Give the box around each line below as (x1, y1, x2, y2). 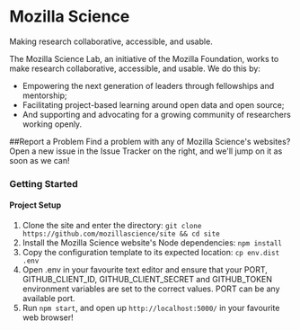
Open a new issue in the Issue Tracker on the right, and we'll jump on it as (9, 146, 283, 156)
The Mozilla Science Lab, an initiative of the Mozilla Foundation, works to (9, 53, 279, 64)
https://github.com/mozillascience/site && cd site (22, 229, 220, 239)
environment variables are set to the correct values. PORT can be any (22, 283, 280, 294)
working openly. (22, 119, 83, 129)
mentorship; (22, 90, 67, 101)
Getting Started (9, 177, 78, 190)
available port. (22, 293, 75, 304)
